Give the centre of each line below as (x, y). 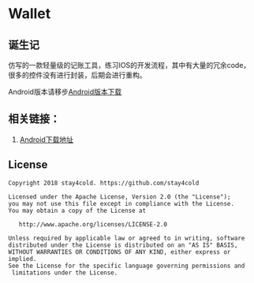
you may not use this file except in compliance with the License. (121, 203)
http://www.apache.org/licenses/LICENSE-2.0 (93, 224)
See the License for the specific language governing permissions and (127, 266)
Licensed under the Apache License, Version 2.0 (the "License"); (120, 197)
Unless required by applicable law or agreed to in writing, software (127, 238)
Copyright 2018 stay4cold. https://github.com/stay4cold (104, 183)
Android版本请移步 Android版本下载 (65, 92)
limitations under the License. (65, 273)
